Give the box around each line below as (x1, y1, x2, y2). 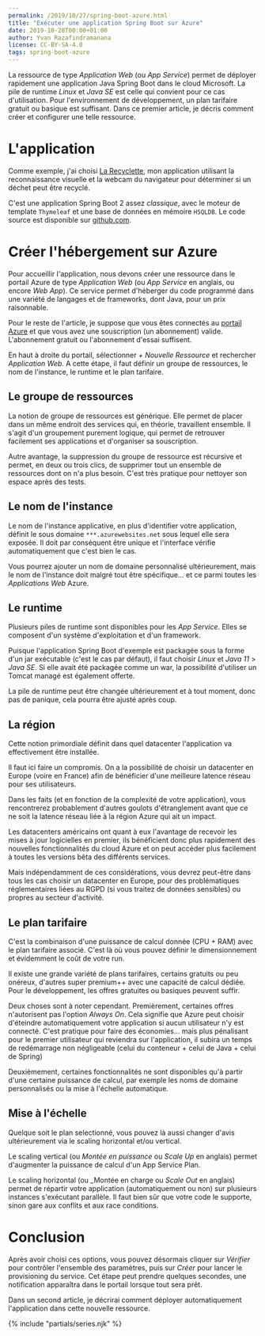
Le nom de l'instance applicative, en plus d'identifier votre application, (8, 520, 237, 531)
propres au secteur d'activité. (8, 893, 104, 903)
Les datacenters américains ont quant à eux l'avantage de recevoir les (8, 827, 237, 836)
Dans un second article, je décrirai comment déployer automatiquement (8, 1295, 243, 1304)
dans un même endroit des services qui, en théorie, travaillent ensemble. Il (8, 419, 252, 428)
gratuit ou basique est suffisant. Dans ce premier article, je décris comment (8, 104, 254, 113)
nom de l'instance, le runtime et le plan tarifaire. (8, 367, 164, 376)
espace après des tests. (8, 477, 87, 486)
